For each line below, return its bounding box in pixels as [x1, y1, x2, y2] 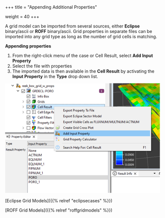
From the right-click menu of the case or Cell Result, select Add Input [12, 53, 153, 58]
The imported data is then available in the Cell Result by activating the [12, 68, 155, 74]
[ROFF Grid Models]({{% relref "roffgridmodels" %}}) [5, 207, 113, 213]
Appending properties [5, 43, 52, 49]
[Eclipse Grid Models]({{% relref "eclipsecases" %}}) [5, 198, 112, 204]
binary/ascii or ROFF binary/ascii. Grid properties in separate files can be [5, 28, 152, 34]
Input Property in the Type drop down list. [12, 74, 98, 79]
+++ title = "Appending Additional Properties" [5, 4, 97, 10]
